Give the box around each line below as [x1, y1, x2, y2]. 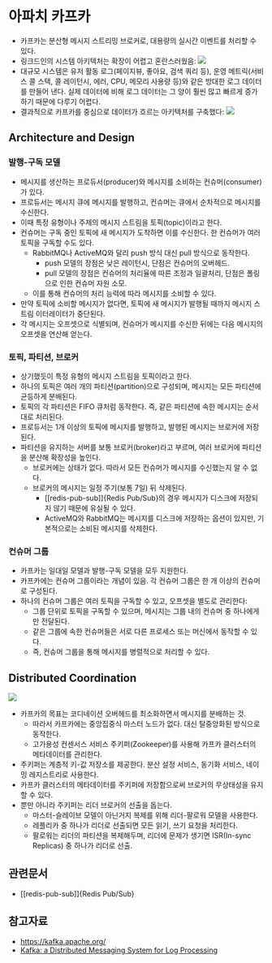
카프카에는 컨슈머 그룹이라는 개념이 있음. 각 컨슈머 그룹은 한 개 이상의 [19, 576, 240, 585]
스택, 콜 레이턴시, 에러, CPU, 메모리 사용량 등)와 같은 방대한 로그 [37, 76, 241, 86]
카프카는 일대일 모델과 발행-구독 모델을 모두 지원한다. [19, 566, 189, 576]
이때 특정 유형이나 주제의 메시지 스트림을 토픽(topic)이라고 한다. [19, 217, 222, 227]
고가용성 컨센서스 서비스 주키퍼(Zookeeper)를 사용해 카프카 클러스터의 [32, 740, 257, 749]
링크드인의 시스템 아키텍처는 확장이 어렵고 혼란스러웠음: [19, 56, 196, 66]
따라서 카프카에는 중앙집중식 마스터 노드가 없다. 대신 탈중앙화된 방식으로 [32, 719, 261, 729]
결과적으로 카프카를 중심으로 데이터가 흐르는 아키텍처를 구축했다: [19, 106, 225, 116]
